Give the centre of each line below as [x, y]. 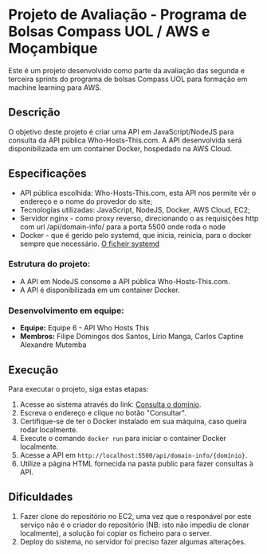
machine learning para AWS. [55, 87]
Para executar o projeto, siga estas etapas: [79, 388]
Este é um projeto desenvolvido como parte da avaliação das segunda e [127, 70]
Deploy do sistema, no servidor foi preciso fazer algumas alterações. [133, 541]
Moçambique [53, 49]
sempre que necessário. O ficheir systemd [90, 244]
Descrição [34, 113]
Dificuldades [41, 497]
